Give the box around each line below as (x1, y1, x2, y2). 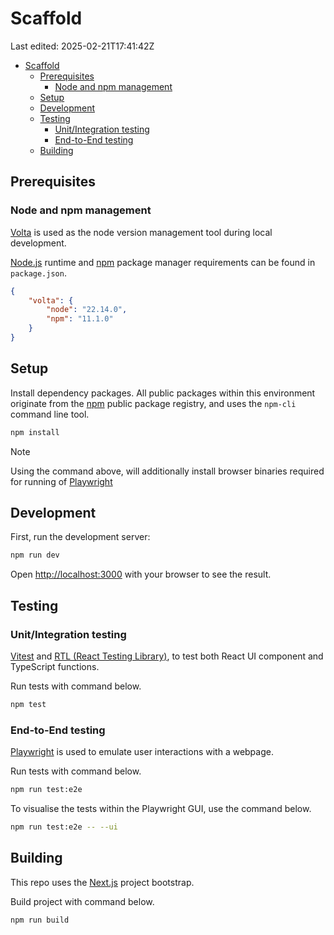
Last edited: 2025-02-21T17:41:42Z (10, 40, 155, 52)
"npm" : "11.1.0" (46, 314, 114, 324)
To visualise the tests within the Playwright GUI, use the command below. (10, 802, 312, 814)
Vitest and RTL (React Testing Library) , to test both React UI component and (10, 650, 324, 662)
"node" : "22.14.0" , (46, 305, 128, 315)
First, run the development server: (10, 531, 151, 543)
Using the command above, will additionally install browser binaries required (10, 465, 325, 477)
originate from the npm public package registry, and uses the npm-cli (10, 397, 297, 409)
